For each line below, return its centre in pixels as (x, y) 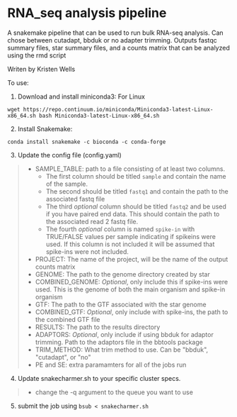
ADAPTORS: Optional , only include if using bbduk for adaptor (124, 334)
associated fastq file (75, 199)
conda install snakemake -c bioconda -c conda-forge (87, 142)
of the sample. (67, 184)
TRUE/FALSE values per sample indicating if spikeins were (131, 236)
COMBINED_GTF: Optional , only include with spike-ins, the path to (132, 312)
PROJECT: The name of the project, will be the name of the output (132, 259)
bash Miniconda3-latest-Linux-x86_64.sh (99, 116)
